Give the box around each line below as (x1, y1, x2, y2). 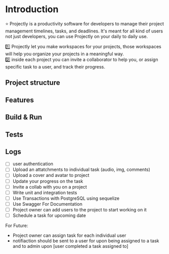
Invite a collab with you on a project (12, 184, 87, 190)
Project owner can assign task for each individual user (12, 232, 126, 238)
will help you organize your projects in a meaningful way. (5, 51, 124, 57)
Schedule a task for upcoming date (12, 212, 86, 219)
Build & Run (5, 113, 42, 122)
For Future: (5, 222, 28, 229)
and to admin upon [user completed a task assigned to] (12, 243, 128, 249)
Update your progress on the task (12, 178, 83, 184)
